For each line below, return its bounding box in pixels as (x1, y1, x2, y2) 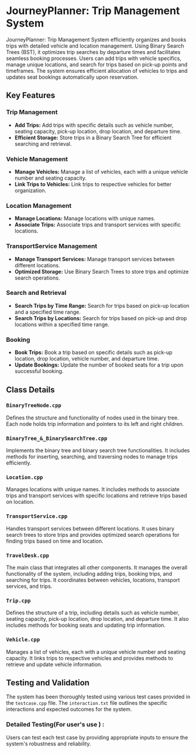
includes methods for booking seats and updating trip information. (6, 621, 166, 629)
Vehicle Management (6, 154, 68, 163)
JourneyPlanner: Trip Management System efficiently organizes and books (6, 36, 187, 43)
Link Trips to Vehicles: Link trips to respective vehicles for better (14, 180, 172, 187)
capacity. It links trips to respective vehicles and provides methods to (6, 654, 174, 661)
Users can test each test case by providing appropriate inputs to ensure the (6, 734, 188, 741)
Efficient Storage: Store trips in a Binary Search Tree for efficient (14, 134, 172, 141)
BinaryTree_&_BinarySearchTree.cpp (6, 435, 108, 442)
